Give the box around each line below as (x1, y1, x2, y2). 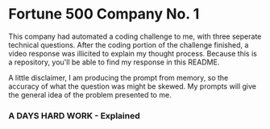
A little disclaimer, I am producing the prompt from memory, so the (8, 73, 229, 82)
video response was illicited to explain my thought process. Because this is (8, 48, 258, 58)
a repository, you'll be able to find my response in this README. (8, 57, 220, 67)
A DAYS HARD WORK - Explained (8, 110, 140, 121)
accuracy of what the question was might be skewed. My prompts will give (8, 81, 256, 91)
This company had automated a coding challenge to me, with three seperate (8, 31, 262, 41)
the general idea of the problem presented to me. (8, 89, 172, 99)
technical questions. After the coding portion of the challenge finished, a (8, 40, 249, 49)
